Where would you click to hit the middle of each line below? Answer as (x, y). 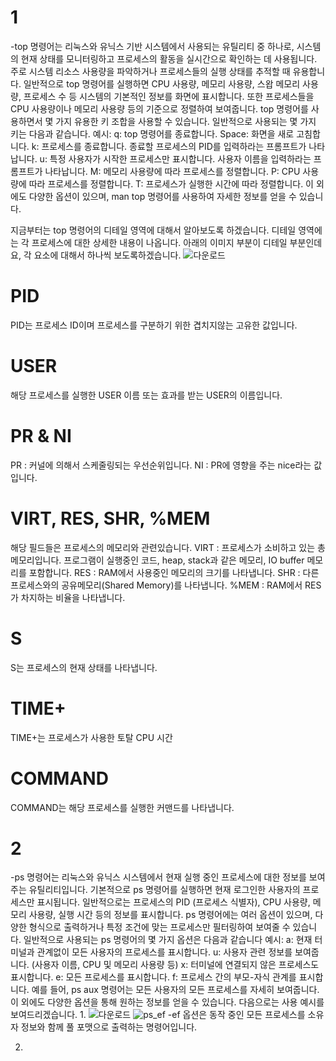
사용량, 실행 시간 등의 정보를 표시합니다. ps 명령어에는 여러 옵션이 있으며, (170, 915)
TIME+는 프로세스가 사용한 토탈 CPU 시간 (91, 737)
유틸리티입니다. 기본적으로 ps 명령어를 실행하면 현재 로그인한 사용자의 (164, 890)
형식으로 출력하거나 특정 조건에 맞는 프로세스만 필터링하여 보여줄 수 (159, 927)
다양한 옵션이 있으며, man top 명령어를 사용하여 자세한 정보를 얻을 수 (162, 196)
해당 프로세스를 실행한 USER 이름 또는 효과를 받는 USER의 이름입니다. (146, 395)
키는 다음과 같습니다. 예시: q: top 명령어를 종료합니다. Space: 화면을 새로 (152, 133)
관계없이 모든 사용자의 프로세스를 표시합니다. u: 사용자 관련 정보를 (164, 952)
